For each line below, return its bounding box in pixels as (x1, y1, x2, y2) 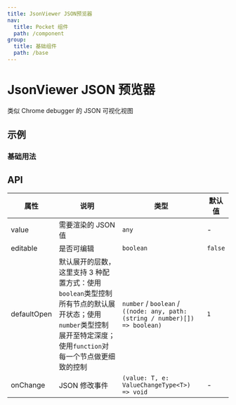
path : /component (13, 29, 65, 37)
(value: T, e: (122, 373, 170, 382)
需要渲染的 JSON (58, 220, 116, 230)
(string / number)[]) (122, 314, 195, 322)
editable (11, 243, 38, 253)
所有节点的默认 (58, 299, 109, 309)
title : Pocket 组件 (13, 23, 69, 30)
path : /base (13, 50, 49, 57)
